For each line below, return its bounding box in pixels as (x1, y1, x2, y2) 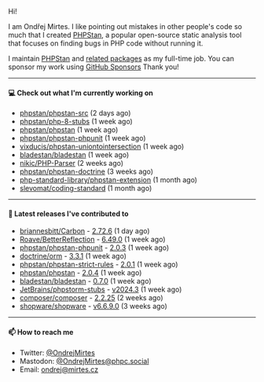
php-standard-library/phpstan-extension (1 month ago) (19, 175, 198, 185)
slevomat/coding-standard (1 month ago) (19, 184, 152, 193)
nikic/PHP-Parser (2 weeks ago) (19, 159, 124, 168)
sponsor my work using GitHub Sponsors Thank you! (8, 62, 179, 72)
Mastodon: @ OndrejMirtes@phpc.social (19, 356, 149, 365)
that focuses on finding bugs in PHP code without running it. (8, 39, 203, 48)
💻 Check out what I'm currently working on (8, 88, 153, 97)
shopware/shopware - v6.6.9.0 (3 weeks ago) (19, 302, 167, 311)
